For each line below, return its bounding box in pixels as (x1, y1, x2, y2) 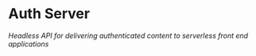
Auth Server (8, 5, 90, 23)
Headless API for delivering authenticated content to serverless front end (8, 31, 249, 40)
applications (8, 39, 49, 48)
